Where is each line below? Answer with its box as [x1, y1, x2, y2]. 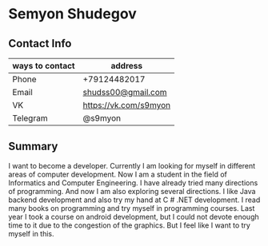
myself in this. [8, 228, 54, 238]
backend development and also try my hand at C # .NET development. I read [8, 195, 261, 204]
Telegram [12, 113, 48, 124]
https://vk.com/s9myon [82, 100, 170, 110]
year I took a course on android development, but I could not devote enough [8, 212, 259, 221]
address [110, 61, 142, 71]
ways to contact [12, 61, 75, 71]
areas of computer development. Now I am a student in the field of [8, 169, 228, 179]
